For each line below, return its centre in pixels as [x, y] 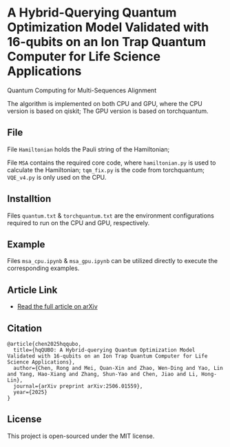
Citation [25, 328]
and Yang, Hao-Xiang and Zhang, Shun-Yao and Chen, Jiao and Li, [103, 374]
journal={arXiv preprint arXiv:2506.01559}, [78, 386]
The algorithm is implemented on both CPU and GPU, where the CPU [105, 103]
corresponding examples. [43, 268]
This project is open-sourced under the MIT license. [81, 436]
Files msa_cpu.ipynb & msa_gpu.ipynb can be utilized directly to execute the [113, 261]
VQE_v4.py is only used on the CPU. [57, 177]
